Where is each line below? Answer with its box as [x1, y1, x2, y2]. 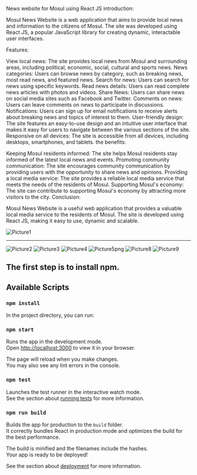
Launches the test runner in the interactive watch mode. [6, 388, 142, 395]
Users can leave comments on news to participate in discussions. [6, 101, 165, 108]
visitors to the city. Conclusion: [6, 193, 81, 200]
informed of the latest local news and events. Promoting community [6, 156, 170, 163]
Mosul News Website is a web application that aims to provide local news [6, 16, 183, 23]
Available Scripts [6, 282, 69, 292]
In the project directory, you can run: [6, 312, 94, 319]
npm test [6, 377, 31, 383]
